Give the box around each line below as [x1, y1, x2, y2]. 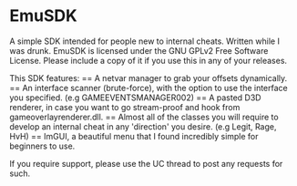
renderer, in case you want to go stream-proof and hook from [9, 101, 241, 112]
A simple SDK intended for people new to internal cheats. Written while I [9, 36, 281, 46]
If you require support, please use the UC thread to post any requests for [9, 158, 283, 169]
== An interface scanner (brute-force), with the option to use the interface [9, 82, 289, 93]
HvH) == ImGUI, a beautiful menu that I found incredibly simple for [9, 130, 259, 141]
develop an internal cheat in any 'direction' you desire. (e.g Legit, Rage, [9, 120, 277, 132]
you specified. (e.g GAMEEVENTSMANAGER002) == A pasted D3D [9, 92, 261, 103]
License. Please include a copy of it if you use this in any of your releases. [9, 55, 288, 66]
